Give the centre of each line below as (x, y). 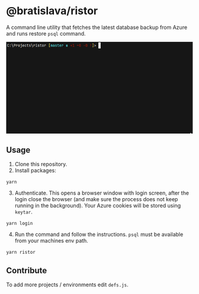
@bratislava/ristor (52, 11)
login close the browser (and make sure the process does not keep (96, 199)
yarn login (20, 224)
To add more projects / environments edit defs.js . (67, 285)
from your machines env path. (52, 241)
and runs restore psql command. (46, 33)
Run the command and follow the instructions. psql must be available (99, 234)
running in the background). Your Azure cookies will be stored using (98, 206)
